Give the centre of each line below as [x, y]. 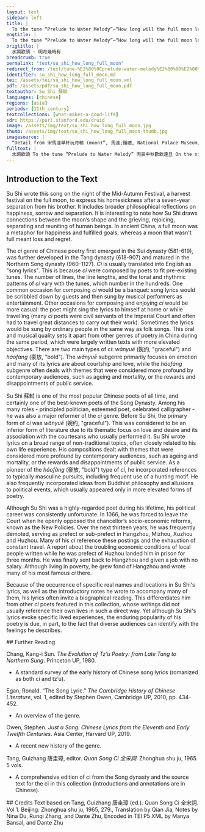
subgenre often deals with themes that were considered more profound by [100, 370]
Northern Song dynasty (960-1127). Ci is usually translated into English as [99, 264]
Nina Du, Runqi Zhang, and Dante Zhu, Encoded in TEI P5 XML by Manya [98, 816]
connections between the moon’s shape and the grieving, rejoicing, [91, 220]
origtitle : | [23, 46]
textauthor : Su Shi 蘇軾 [37, 92]
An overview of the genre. [48, 716]
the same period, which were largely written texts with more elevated [93, 342]
